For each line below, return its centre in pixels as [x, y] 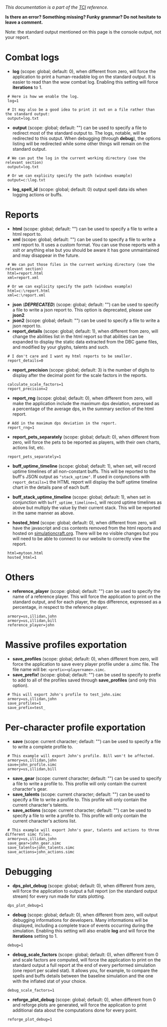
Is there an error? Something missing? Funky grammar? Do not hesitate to [83, 17]
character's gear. [30, 789]
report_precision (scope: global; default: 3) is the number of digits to [83, 370]
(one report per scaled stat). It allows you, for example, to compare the [85, 970]
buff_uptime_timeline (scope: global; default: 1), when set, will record [84, 466]
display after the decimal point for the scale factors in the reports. [80, 375]
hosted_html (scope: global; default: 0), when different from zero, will [84, 522]
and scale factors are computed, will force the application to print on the [86, 960]
